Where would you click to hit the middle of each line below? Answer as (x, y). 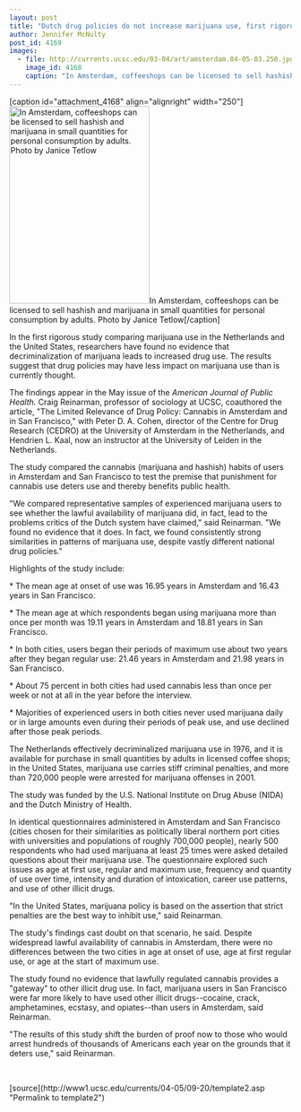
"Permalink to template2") (57, 1097)
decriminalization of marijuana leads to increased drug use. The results (140, 356)
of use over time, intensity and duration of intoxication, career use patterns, (149, 879)
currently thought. (43, 375)
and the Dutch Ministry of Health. (71, 804)
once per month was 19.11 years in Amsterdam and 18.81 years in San (136, 622)
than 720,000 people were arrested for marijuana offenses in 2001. (133, 778)
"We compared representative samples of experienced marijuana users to (146, 503)
